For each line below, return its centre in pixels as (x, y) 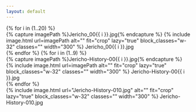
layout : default (26, 11)
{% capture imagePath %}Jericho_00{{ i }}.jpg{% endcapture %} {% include (98, 34)
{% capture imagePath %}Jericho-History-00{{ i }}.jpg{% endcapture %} (94, 59)
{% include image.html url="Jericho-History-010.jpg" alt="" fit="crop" (90, 90)
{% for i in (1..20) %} (31, 28)
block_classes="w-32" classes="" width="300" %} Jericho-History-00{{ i (95, 71)
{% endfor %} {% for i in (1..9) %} (46, 52)
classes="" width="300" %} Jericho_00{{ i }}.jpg (75, 47)
